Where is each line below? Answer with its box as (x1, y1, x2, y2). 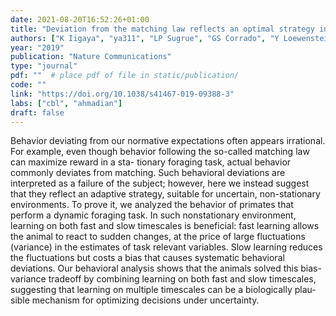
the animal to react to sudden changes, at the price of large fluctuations (10, 231, 306, 243)
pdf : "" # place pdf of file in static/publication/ (10, 71, 240, 81)
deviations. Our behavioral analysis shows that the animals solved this (10, 262, 299, 275)
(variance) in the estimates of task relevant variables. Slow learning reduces (10, 241, 323, 253)
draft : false (10, 107, 65, 118)
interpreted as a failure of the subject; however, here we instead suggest (10, 177, 310, 190)
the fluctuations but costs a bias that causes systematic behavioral (10, 252, 285, 264)
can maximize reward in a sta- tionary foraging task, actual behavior (10, 156, 292, 168)
